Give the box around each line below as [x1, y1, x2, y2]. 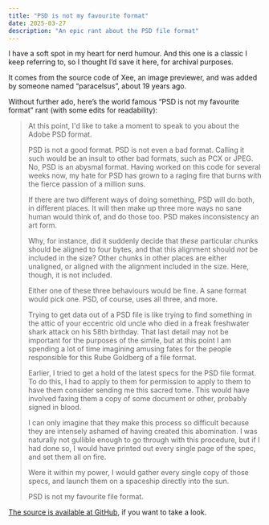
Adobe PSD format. [27, 129, 92, 139]
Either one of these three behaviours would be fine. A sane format [27, 286, 247, 296]
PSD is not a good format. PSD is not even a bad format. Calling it [27, 146, 245, 155]
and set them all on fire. [27, 452, 107, 462]
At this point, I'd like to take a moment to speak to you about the [27, 121, 239, 131]
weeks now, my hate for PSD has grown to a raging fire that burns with [27, 170, 262, 181]
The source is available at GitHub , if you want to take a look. [8, 507, 207, 517]
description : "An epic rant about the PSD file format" [8, 27, 199, 35]
